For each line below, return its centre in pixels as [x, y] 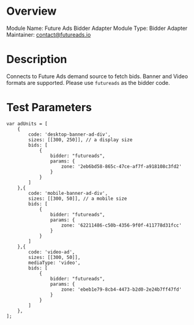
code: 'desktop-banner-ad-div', [70, 134]
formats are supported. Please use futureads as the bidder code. [88, 82]
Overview [32, 11]
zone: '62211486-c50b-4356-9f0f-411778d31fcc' [121, 225]
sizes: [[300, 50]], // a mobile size [78, 199]
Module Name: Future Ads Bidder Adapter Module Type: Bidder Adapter [97, 28]
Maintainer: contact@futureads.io [49, 34]
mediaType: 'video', [54, 263]
